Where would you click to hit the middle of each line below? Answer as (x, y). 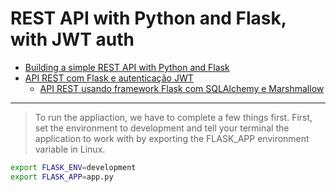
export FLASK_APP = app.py (62, 177)
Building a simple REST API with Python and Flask (127, 67)
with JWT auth (72, 39)
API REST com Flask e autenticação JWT (109, 78)
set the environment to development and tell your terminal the (162, 128)
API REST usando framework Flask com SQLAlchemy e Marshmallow (182, 88)
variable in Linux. (70, 149)
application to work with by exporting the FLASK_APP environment (172, 138)
